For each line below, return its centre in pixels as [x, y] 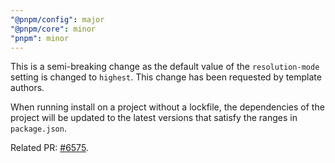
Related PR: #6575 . [49, 148]
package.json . [38, 128]
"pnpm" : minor [40, 38]
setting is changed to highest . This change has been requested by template [166, 77]
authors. [27, 88]
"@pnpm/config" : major [57, 19]
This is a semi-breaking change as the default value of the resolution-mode [165, 67]
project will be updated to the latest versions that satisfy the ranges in [154, 118]
